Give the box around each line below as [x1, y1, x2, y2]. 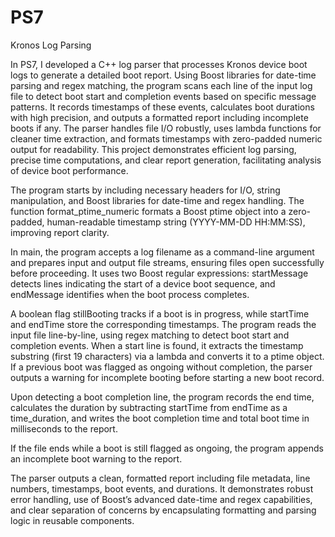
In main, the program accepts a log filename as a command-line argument [10, 246, 315, 258]
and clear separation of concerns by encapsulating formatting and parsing [10, 504, 317, 516]
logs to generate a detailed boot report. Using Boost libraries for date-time [10, 69, 317, 81]
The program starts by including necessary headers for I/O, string [10, 184, 281, 196]
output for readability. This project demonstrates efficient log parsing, [10, 143, 297, 155]
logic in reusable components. [10, 514, 135, 526]
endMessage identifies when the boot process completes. [10, 288, 250, 300]
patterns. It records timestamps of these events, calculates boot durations [10, 101, 315, 113]
